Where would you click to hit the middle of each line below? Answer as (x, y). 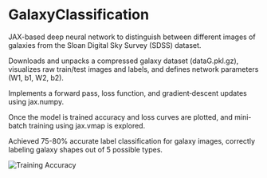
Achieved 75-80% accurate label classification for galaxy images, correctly (132, 140)
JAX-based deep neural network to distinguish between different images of (132, 37)
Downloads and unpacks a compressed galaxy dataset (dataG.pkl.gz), (124, 61)
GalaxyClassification (79, 15)
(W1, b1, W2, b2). (36, 77)
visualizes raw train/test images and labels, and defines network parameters (133, 69)
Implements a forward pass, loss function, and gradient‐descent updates (128, 93)
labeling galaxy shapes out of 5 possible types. (86, 149)
